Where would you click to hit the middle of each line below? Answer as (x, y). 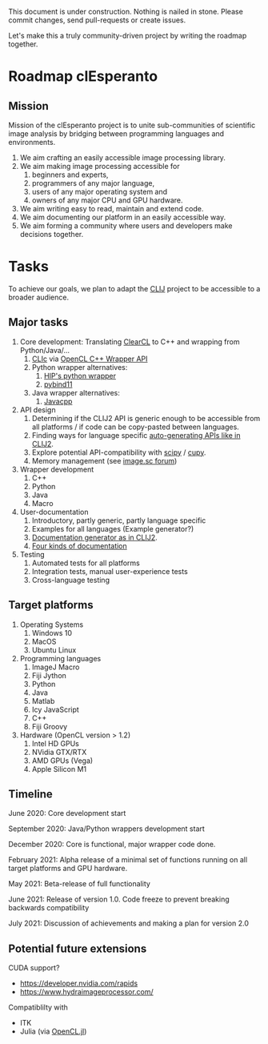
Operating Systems (52, 624)
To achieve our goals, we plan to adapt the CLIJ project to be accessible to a (134, 288)
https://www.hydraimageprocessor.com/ (86, 992)
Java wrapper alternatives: (76, 392)
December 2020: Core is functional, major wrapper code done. (112, 845)
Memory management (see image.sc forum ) (104, 460)
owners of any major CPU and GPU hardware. (107, 200)
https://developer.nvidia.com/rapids (79, 983)
